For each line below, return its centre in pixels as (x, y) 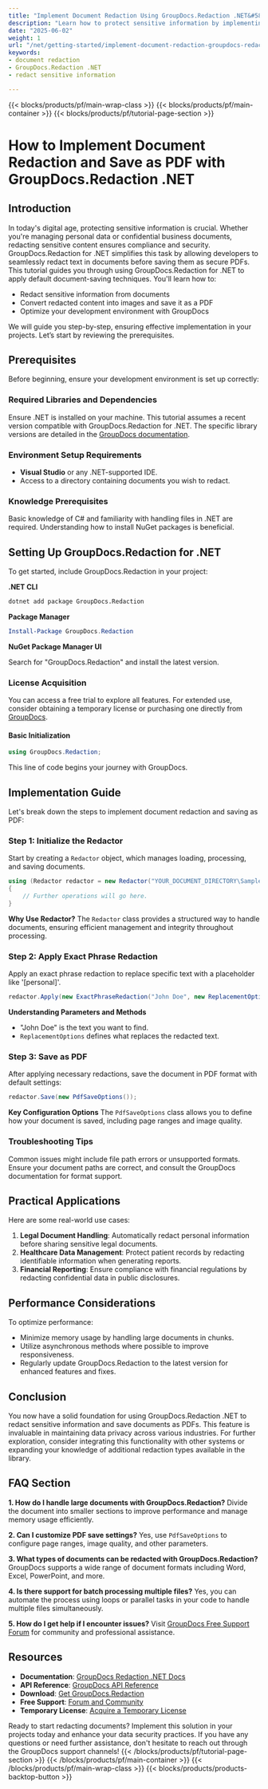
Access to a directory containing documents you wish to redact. (125, 481)
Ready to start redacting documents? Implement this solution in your (120, 1726)
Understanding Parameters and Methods (77, 1012)
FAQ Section (39, 1483)
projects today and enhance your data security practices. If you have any (128, 1734)
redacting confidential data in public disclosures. (100, 1278)
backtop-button (34, 1776)
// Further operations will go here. (85, 896)
